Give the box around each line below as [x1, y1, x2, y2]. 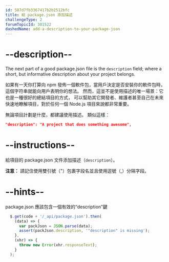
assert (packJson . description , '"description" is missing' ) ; [18, 228, 150, 233]
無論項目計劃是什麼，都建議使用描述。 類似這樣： [5, 112, 110, 118]
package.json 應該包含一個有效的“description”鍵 [5, 204, 108, 210]
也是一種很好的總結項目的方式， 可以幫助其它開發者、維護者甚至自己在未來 [5, 94, 164, 100]
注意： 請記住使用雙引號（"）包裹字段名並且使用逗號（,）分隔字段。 [5, 168, 150, 174]
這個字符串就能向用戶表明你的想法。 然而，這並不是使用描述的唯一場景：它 [5, 88, 164, 94]
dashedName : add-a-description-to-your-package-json [5, 27, 120, 32]
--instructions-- [5, 139, 75, 151]
